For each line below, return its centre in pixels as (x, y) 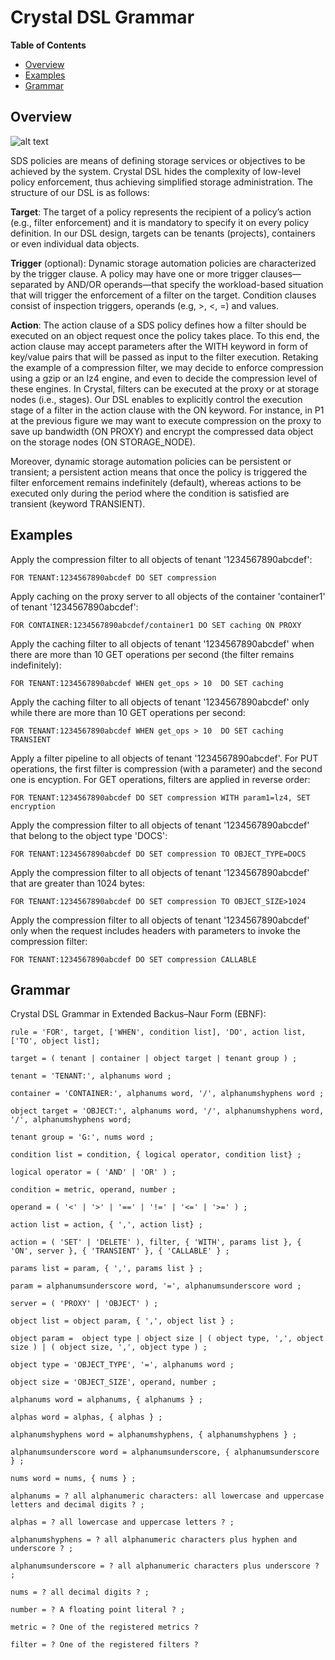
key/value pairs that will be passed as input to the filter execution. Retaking (164, 357)
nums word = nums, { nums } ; (73, 1479)
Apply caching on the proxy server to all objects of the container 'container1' (168, 596)
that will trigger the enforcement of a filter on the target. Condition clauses (163, 295)
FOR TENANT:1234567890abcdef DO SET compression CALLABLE (133, 959)
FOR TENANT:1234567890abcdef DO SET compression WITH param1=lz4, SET (160, 797)
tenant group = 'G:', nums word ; (82, 1137)
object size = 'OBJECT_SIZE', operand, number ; (113, 1382)
